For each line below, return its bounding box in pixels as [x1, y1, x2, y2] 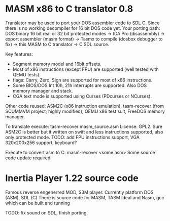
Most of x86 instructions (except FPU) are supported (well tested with [12, 66, 159, 72]
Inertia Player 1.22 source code [5, 172, 139, 184]
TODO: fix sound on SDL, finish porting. [5, 209, 88, 215]
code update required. [5, 155, 52, 161]
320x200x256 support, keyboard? [5, 140, 77, 146]
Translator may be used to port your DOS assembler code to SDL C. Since [5, 20, 160, 26]
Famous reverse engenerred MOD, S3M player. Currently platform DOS [5, 189, 154, 195]
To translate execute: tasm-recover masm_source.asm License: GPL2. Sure [5, 123, 162, 129]
